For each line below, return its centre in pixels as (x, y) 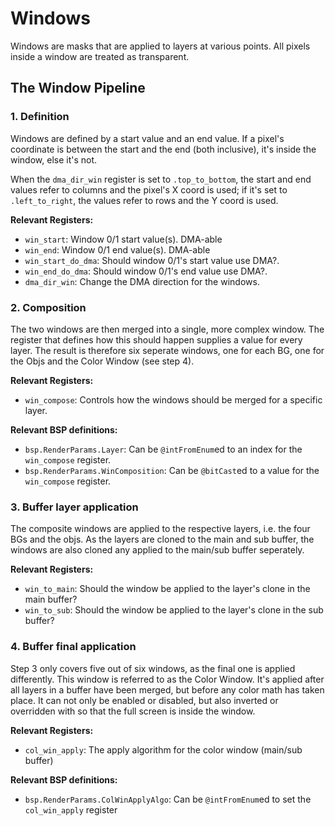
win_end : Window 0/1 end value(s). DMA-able (117, 249)
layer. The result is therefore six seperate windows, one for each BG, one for (167, 350)
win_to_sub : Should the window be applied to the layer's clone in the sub (174, 610)
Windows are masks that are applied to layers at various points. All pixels (160, 46)
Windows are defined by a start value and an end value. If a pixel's (147, 138)
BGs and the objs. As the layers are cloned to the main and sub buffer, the (162, 539)
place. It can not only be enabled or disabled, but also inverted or (144, 700)
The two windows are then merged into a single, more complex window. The (167, 329)
